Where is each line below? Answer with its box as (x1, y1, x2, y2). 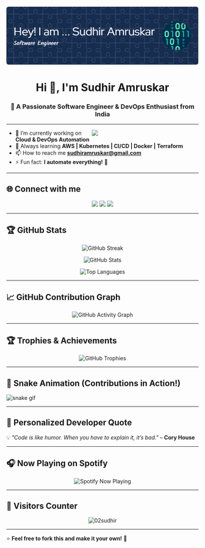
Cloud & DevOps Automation (15, 135, 90, 143)
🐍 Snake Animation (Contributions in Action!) (6, 378, 181, 388)
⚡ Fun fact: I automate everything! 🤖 (15, 158, 108, 165)
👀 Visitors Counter (6, 501, 78, 511)
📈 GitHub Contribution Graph (6, 292, 121, 302)
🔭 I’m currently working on (15, 129, 82, 137)
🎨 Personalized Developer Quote (6, 418, 132, 428)
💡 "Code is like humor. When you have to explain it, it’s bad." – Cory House (6, 433, 195, 441)
